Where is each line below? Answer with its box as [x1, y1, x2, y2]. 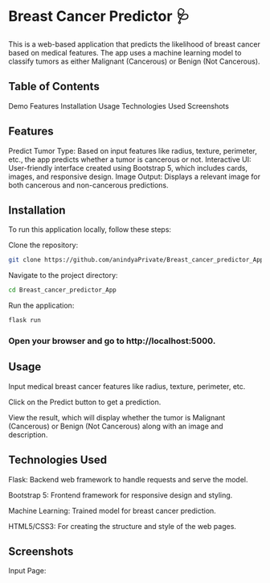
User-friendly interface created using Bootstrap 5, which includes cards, [8, 163, 247, 172]
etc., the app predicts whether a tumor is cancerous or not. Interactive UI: [8, 155, 252, 164]
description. [8, 429, 48, 440]
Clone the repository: [8, 240, 79, 250]
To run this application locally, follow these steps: [8, 225, 171, 234]
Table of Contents [8, 80, 100, 93]
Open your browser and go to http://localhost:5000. [8, 335, 216, 346]
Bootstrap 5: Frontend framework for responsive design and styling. [8, 490, 233, 500]
